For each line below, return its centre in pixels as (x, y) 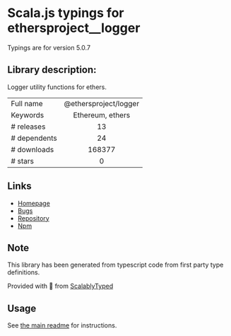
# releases (28, 127)
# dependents (34, 138)
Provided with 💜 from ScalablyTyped (60, 286)
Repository (33, 218)
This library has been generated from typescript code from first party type (115, 265)
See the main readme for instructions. (62, 325)
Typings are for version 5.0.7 (49, 47)
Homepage (34, 203)
